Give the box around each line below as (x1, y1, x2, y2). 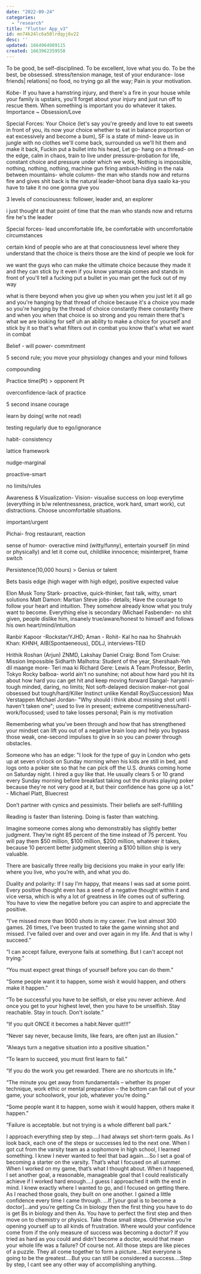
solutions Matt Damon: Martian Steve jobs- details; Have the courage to (6, 595, 183, 603)
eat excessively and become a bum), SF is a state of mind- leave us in (6, 132, 179, 140)
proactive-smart (6, 470, 46, 477)
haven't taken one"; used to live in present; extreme (6, 702, 134, 709)
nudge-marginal (6, 459, 46, 466)
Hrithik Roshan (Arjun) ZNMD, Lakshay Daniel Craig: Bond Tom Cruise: (6, 651, 181, 658)
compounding (6, 365, 41, 373)
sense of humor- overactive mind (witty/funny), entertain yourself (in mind (6, 541, 190, 548)
